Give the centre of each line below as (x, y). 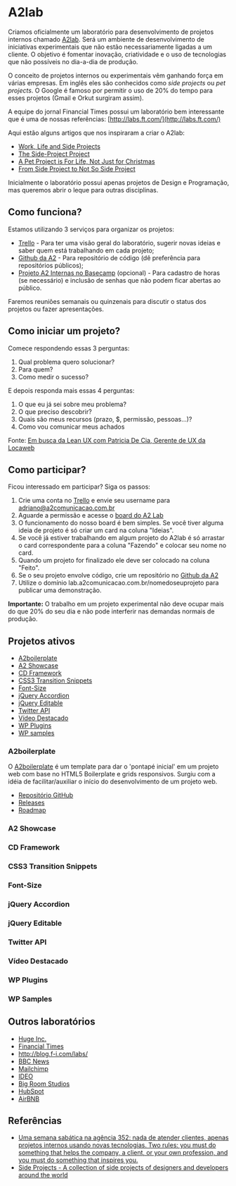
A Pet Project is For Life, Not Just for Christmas (86, 161)
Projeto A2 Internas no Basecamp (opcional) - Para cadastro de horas (119, 273)
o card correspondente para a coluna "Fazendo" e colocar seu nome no (122, 545)
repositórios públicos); (51, 265)
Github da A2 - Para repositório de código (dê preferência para (109, 257)
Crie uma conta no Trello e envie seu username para (94, 501)
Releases (31, 803)
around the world (43, 1175)
